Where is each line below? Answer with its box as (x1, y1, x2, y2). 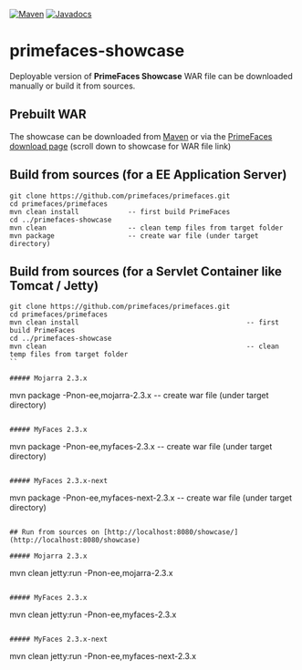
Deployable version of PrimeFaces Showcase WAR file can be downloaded (9, 70, 294, 81)
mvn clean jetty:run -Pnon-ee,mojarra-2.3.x (9, 568, 173, 579)
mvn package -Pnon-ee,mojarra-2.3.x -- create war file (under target (9, 390, 269, 401)
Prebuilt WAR (9, 107, 87, 122)
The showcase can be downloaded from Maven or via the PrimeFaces (9, 130, 273, 141)
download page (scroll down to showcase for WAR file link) (9, 140, 232, 151)
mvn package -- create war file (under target (9, 231, 259, 241)
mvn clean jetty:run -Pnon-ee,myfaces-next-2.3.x (9, 651, 197, 662)
